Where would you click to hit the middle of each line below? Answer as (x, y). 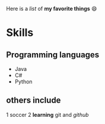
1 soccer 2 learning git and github (47, 114)
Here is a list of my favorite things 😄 (52, 9)
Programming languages (53, 55)
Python (23, 82)
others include (34, 100)
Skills (20, 33)
